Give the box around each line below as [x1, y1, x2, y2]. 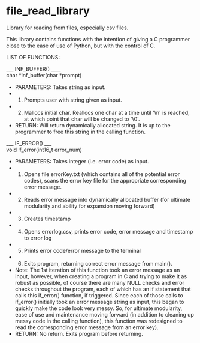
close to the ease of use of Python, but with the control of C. [6, 42, 156, 49]
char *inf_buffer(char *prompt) [6, 71, 82, 79]
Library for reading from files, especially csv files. [6, 24, 129, 31]
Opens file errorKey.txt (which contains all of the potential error [23, 170, 180, 178]
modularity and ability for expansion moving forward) [23, 202, 155, 210]
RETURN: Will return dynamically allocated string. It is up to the [14, 121, 171, 129]
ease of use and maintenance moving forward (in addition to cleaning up [14, 311, 195, 318]
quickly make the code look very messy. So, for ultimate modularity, [14, 305, 183, 312]
